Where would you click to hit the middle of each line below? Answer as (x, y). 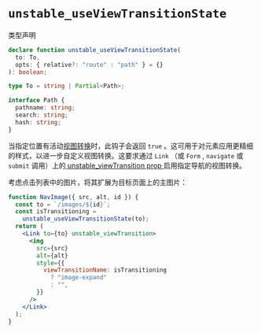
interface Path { (37, 101)
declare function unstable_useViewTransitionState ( (94, 50)
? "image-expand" (79, 278)
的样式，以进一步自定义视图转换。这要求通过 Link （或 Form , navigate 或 (126, 155)
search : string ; (42, 115)
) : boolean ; (28, 72)
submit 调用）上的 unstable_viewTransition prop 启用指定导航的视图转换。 (127, 165)
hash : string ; (38, 122)
